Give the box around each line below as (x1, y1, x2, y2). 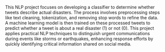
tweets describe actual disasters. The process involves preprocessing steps (5, 9, 160, 15)
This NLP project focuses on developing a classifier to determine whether (5, 4, 155, 10)
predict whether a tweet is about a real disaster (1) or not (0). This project (5, 25, 154, 31)
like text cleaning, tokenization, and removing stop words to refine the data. (5, 15, 159, 20)
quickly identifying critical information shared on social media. (5, 41, 132, 47)
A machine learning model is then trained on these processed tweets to (5, 20, 151, 26)
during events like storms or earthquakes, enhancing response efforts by (5, 36, 154, 42)
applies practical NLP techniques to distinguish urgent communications (5, 31, 150, 36)
